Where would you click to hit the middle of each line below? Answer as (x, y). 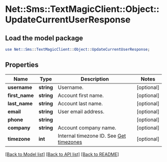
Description (95, 79)
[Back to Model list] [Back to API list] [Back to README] (62, 154)
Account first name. (81, 95)
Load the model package (44, 38)
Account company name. (87, 128)
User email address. (81, 111)
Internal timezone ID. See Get (92, 136)
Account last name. (80, 103)
